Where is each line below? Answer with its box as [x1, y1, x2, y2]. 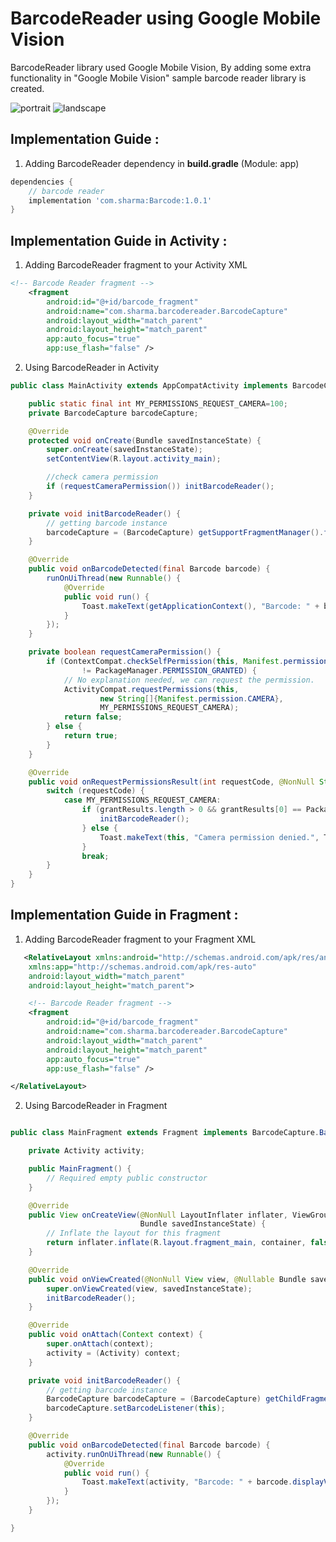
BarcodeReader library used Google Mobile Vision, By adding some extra [10, 61, 312, 73]
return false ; [63, 712, 123, 722]
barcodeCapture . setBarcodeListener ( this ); [46, 1403, 226, 1414]
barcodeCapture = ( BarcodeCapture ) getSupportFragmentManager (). [46, 527, 325, 537]
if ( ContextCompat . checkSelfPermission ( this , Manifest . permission [46, 657, 329, 667]
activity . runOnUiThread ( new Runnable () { [46, 1449, 222, 1459]
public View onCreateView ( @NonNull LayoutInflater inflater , [28, 1210, 288, 1220]
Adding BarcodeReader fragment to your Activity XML [24, 259, 248, 271]
